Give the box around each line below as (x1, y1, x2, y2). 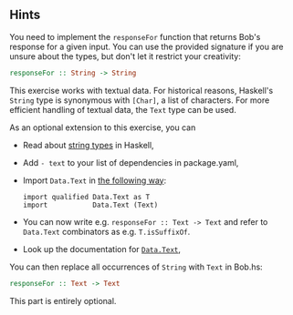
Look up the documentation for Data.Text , (22, 243, 181, 254)
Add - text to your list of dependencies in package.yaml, (22, 157, 239, 168)
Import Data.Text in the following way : (22, 175, 167, 186)
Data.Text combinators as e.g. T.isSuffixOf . (22, 226, 191, 237)
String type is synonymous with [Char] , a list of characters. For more (9, 95, 270, 106)
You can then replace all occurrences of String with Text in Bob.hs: (9, 261, 263, 272)
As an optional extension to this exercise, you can (9, 122, 196, 133)
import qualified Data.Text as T (22, 192, 151, 201)
